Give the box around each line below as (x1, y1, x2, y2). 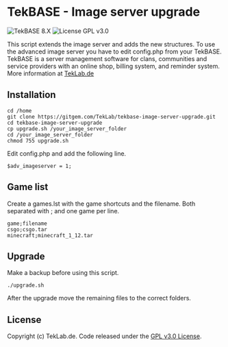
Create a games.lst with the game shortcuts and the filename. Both (7, 200, 196, 208)
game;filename (7, 220, 48, 227)
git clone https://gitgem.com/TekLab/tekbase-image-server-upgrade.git (7, 113, 216, 120)
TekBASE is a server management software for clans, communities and (7, 54, 207, 62)
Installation (7, 89, 56, 101)
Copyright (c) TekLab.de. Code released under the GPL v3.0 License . (7, 332, 202, 340)
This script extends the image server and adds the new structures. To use (7, 40, 216, 48)
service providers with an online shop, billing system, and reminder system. (7, 62, 220, 70)
